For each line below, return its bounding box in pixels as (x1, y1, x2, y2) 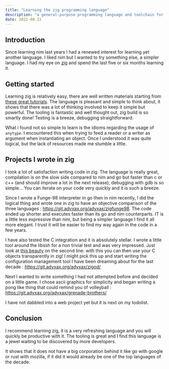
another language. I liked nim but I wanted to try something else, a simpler (5, 54, 159, 61)
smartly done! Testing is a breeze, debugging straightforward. (5, 115, 134, 120)
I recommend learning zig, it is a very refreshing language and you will (5, 327, 151, 334)
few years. (5, 227, 27, 233)
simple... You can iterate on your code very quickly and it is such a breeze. (5, 185, 160, 191)
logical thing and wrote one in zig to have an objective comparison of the (5, 200, 157, 206)
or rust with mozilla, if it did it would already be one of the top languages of (5, 353, 161, 359)
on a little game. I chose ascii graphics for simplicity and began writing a (5, 279, 155, 285)
